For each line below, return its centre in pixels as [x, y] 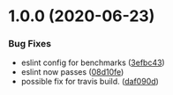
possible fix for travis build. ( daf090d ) [90, 82]
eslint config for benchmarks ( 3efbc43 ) [93, 62]
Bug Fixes [30, 44]
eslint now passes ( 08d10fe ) [72, 72]
